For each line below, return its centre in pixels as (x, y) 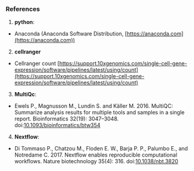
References (23, 9)
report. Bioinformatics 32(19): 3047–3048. (66, 119)
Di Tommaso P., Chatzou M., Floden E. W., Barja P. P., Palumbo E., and (101, 149)
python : (24, 22)
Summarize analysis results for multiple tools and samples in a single (99, 113)
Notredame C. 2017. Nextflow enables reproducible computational (96, 155)
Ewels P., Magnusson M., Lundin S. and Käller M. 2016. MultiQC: (94, 106)
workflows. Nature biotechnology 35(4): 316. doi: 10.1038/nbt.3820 (96, 161)
